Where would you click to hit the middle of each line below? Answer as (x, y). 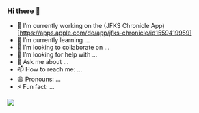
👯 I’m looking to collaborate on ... (63, 48)
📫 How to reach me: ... (50, 69)
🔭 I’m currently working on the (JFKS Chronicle (83, 26)
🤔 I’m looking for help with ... (57, 54)
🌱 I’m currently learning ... (53, 40)
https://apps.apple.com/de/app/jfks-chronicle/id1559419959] (106, 33)
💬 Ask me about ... (43, 62)
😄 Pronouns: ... (39, 79)
